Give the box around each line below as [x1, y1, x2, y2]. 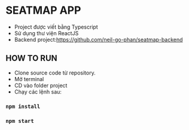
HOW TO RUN [5, 53, 57, 63]
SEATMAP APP [5, 4, 81, 17]
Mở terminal [14, 75, 44, 82]
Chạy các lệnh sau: [14, 88, 62, 95]
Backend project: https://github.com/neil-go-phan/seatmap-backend [14, 36, 183, 43]
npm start [5, 117, 34, 124]
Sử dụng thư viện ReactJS [14, 29, 79, 36]
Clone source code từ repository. [14, 69, 96, 76]
